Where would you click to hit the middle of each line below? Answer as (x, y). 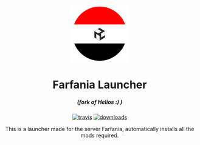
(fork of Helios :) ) (100, 102)
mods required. (100, 135)
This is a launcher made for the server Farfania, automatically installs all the (100, 129)
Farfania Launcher (100, 85)
